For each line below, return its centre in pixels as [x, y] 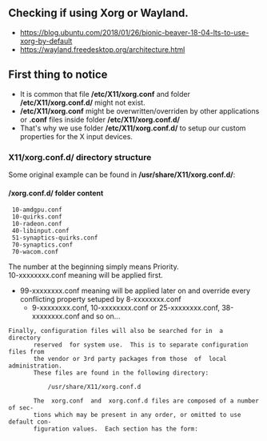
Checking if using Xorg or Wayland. [99, 13]
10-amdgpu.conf [37, 210]
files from [26, 352]
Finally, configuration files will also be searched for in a [116, 331]
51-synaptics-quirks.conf [55, 238]
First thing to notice [58, 75]
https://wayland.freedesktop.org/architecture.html [102, 49]
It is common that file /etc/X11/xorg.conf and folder [105, 94]
